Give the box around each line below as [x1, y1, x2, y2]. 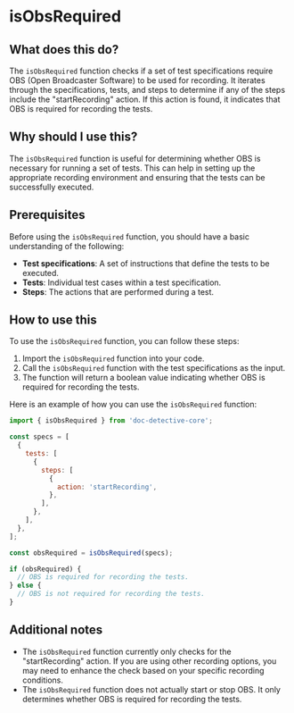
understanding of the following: [9, 240, 125, 251]
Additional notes [9, 623, 103, 638]
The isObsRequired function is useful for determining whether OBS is [9, 153, 261, 164]
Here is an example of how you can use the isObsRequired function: [9, 399, 257, 410]
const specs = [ [9, 432, 69, 441]
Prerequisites [9, 207, 86, 222]
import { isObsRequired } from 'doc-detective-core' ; [9, 416, 214, 425]
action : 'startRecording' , [56, 482, 158, 491]
